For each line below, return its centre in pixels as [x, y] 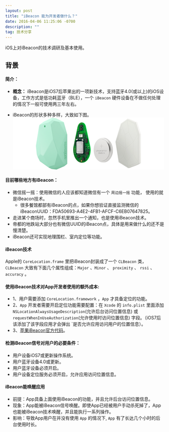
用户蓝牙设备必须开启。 [37, 368]
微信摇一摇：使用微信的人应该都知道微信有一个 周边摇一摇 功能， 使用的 [86, 192]
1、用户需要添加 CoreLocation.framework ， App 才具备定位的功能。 [81, 299]
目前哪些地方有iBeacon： [32, 180]
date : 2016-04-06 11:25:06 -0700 [40, 21]
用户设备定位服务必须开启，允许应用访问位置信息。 [66, 374]
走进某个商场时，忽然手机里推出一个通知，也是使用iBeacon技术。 [81, 218]
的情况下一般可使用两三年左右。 [46, 104]
